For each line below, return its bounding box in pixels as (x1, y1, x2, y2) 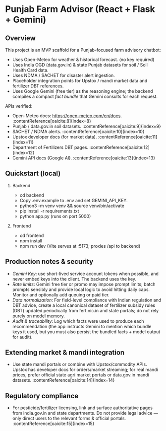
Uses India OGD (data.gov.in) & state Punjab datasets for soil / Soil (12, 62, 148, 68)
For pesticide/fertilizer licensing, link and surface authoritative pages (12, 405, 153, 411)
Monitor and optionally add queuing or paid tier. (12, 291, 110, 297)
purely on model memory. (12, 313, 65, 319)
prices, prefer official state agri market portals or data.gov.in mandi (12, 372, 150, 378)
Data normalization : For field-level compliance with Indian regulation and (12, 297, 162, 303)
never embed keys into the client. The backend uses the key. (12, 276, 137, 282)
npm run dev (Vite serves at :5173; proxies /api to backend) (19, 243, 141, 249)
